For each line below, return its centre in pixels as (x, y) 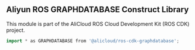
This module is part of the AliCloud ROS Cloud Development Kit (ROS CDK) (98, 24)
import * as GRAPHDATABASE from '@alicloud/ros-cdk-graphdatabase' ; (93, 41)
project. (16, 30)
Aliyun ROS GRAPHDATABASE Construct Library (97, 10)
